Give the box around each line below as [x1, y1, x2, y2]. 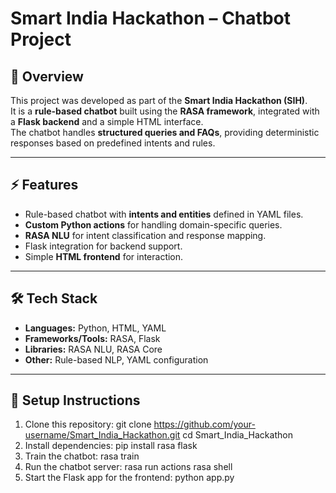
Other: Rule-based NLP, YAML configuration [24, 353, 209, 366]
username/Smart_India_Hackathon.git [24, 429, 181, 441]
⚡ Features [10, 177, 79, 194]
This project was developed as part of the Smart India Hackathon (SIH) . [10, 95, 308, 106]
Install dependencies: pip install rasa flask [24, 440, 198, 452]
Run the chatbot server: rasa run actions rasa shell [24, 461, 233, 473]
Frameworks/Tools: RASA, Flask [24, 332, 161, 344]
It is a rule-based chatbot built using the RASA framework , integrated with [10, 105, 320, 117]
